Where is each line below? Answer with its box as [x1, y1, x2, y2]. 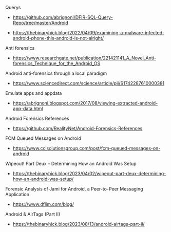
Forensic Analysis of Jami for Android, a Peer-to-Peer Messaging [5, 186, 143, 192]
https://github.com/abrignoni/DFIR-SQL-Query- [12, 14, 113, 20]
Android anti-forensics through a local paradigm [5, 70, 107, 76]
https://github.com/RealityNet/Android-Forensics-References [12, 125, 143, 131]
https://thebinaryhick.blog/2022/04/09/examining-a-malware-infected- [12, 30, 165, 35]
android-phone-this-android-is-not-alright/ [12, 35, 104, 41]
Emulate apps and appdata [5, 90, 62, 96]
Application [5, 192, 30, 197]
